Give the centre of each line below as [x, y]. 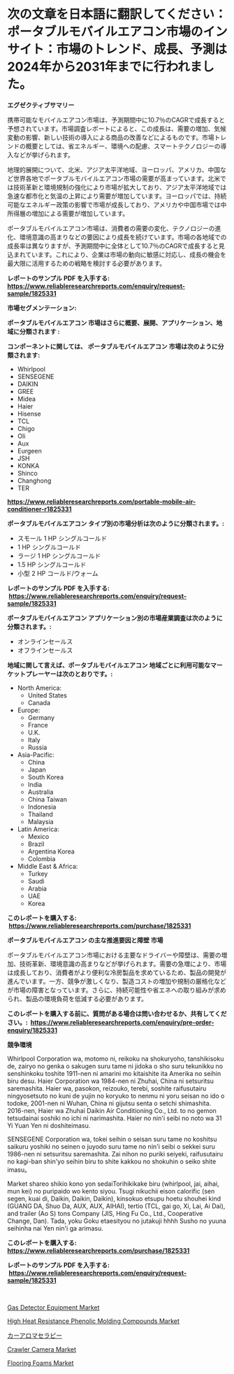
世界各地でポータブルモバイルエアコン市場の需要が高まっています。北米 [117, 178]
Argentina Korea [51, 851]
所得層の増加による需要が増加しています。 [68, 213]
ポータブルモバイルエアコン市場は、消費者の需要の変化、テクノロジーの [111, 228]
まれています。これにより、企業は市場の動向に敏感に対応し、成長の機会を [120, 254]
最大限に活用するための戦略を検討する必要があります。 [87, 263]
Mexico [38, 836]
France [38, 725]
